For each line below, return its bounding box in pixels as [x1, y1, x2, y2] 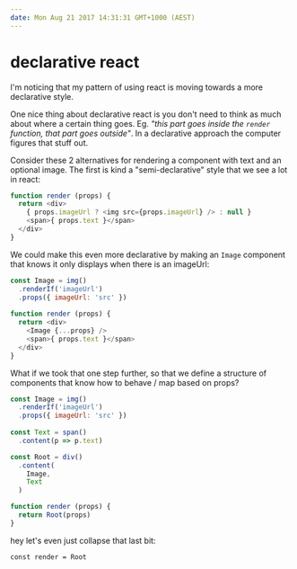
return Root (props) [18, 511, 92, 520]
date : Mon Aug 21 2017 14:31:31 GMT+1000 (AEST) [10, 13, 196, 22]
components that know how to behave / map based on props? [10, 377, 240, 387]
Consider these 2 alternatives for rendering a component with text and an [10, 155, 282, 165]
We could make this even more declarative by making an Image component [10, 249, 286, 260]
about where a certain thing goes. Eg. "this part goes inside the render [10, 118, 271, 129]
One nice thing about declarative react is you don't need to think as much [10, 109, 282, 120]
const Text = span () [10, 428, 88, 437]
